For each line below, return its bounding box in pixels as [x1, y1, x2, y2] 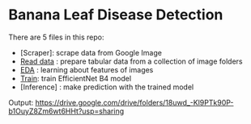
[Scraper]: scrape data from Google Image [19, 48, 162, 57]
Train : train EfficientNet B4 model [19, 73, 132, 83]
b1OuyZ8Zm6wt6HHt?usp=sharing [8, 106, 125, 116]
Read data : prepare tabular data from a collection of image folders [19, 56, 243, 66]
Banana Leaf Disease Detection [8, 6, 223, 24]
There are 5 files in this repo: [8, 32, 104, 42]
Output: [8, 97, 34, 107]
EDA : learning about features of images [19, 64, 154, 74]
